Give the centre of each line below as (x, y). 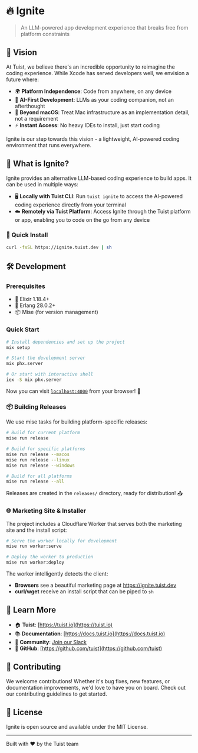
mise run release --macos (38, 454)
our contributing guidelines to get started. (57, 694)
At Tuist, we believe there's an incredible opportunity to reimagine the (90, 67)
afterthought (30, 106)
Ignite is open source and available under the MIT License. (77, 726)
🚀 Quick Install (27, 235)
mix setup (18, 347)
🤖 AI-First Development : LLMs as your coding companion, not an (94, 99)
